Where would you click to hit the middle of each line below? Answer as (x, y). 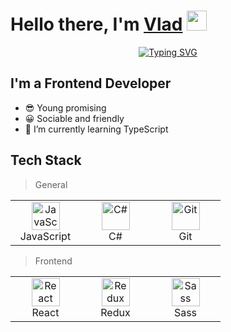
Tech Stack (46, 160)
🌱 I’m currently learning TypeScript (96, 129)
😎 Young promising (65, 107)
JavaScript (45, 236)
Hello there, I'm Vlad (96, 24)
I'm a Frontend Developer (91, 83)
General (51, 184)
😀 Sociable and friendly (74, 118)
